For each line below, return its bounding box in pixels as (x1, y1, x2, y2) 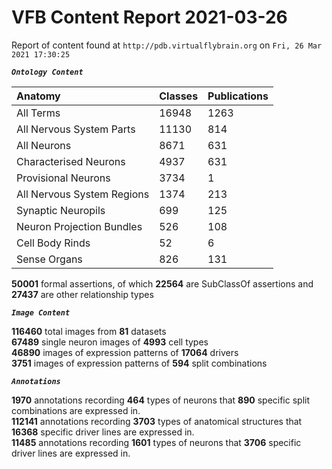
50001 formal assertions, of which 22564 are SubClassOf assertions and (11, 277, 314, 290)
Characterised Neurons (16, 154, 126, 168)
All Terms (16, 106, 61, 120)
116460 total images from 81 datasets (11, 325, 167, 337)
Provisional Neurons (16, 171, 111, 185)
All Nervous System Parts (16, 122, 136, 136)
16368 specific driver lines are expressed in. (11, 426, 195, 438)
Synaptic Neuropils (16, 203, 106, 217)
